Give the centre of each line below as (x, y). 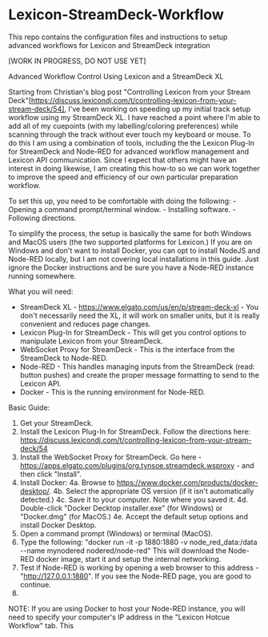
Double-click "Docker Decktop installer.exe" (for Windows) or (121, 508)
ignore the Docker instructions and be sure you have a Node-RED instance (131, 267)
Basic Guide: (29, 407)
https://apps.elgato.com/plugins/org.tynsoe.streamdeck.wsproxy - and (137, 465)
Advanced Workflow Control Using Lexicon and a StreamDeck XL (116, 76)
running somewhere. (42, 276)
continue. (36, 584)
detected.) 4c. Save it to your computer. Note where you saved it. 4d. (134, 499)
